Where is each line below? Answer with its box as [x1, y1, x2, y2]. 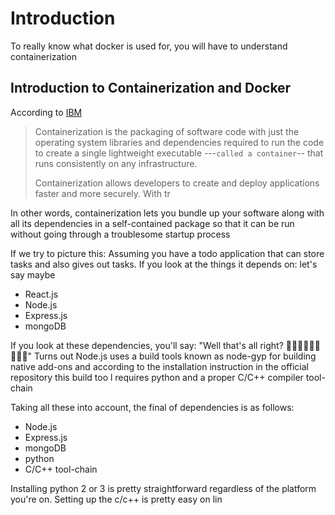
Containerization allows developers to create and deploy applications [34, 177, 320, 189]
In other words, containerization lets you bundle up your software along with [10, 207, 325, 219]
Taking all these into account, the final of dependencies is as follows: [10, 401, 295, 413]
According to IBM [10, 106, 83, 118]
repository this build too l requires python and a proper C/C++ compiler [10, 371, 304, 383]
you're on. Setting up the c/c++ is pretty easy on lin [10, 493, 223, 505]
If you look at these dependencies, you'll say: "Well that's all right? [10, 339, 284, 351]
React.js [24, 288, 59, 300]
